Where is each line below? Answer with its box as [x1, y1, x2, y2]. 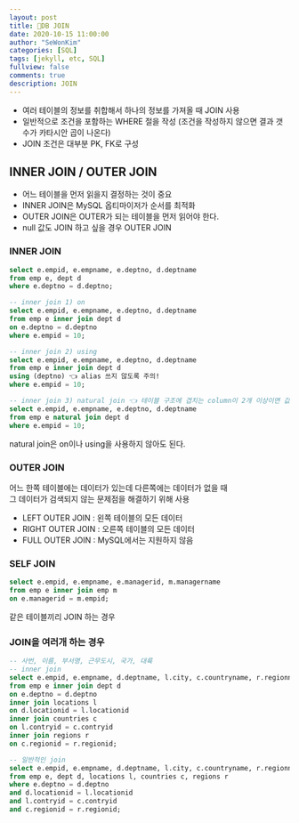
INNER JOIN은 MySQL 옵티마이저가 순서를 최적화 [21, 200, 196, 211]
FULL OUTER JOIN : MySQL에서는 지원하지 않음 [21, 535, 194, 545]
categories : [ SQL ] [9, 46, 77, 55]
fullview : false [9, 63, 69, 72]
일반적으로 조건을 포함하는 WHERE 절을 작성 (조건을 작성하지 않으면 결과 [21, 116, 274, 126]
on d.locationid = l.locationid [9, 706, 129, 715]
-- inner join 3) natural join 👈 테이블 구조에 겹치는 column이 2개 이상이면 [9, 397, 280, 406]
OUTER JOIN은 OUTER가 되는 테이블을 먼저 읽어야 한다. [21, 211, 220, 222]
